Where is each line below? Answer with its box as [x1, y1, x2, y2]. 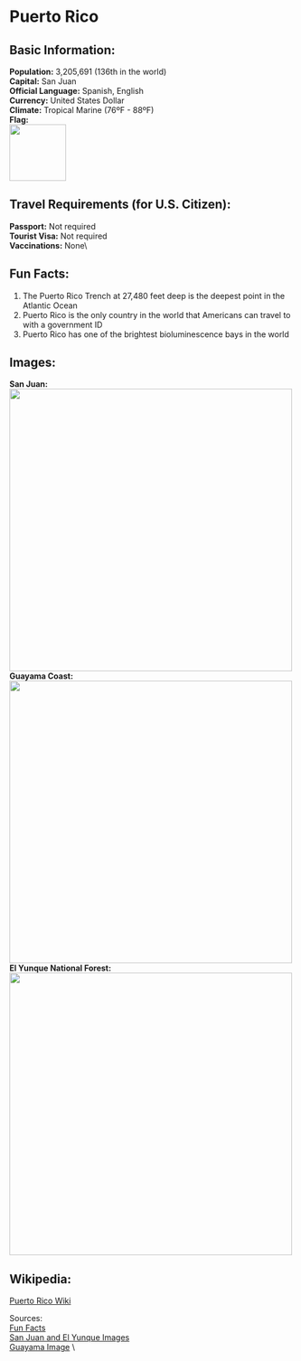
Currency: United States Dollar [9, 95, 125, 106]
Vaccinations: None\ [9, 239, 88, 250]
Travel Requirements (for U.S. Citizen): [9, 197, 231, 212]
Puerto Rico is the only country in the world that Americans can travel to [22, 309, 291, 320]
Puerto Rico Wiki [9, 1295, 71, 1307]
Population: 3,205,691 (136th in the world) [9, 66, 167, 77]
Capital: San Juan [9, 76, 77, 87]
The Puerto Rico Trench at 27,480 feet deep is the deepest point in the [22, 290, 286, 301]
